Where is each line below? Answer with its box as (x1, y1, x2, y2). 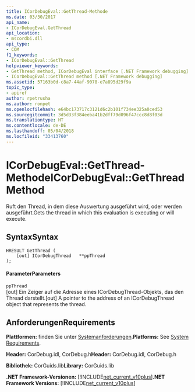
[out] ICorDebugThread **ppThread (16, 252, 106, 259)
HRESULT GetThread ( (6, 248, 56, 254)
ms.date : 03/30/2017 (6, 14, 56, 20)
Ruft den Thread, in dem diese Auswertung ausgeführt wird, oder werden (6, 203, 182, 210)
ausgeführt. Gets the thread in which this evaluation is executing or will (6, 209, 175, 216)
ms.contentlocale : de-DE (6, 123, 66, 129)
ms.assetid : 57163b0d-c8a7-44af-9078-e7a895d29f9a (6, 79, 132, 85)
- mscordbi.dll (6, 36, 43, 41)
